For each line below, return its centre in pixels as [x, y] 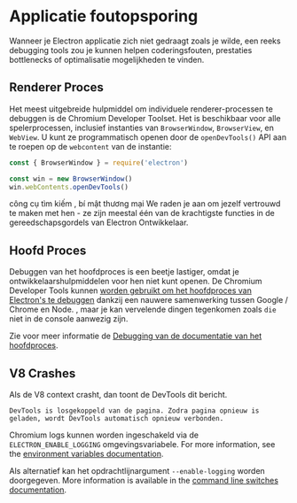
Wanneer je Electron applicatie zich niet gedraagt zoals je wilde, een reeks [145, 41]
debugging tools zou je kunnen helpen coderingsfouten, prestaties [131, 50]
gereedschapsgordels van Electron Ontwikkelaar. [99, 222]
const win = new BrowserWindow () [71, 179]
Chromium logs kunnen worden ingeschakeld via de [104, 435]
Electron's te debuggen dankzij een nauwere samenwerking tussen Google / [148, 300]
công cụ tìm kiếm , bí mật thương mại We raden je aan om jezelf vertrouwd [145, 204]
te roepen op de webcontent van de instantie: [90, 146]
